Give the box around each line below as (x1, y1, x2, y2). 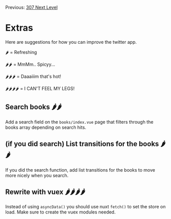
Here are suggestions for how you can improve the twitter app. (5, 39, 137, 45)
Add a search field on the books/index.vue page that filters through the (5, 119, 154, 125)
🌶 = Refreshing (5, 49, 37, 55)
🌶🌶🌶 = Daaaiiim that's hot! (5, 73, 62, 79)
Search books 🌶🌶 (5, 103, 62, 112)
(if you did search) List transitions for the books (5, 140, 159, 148)
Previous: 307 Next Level (5, 5, 58, 10)
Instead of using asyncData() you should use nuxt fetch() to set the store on (5, 204, 166, 210)
